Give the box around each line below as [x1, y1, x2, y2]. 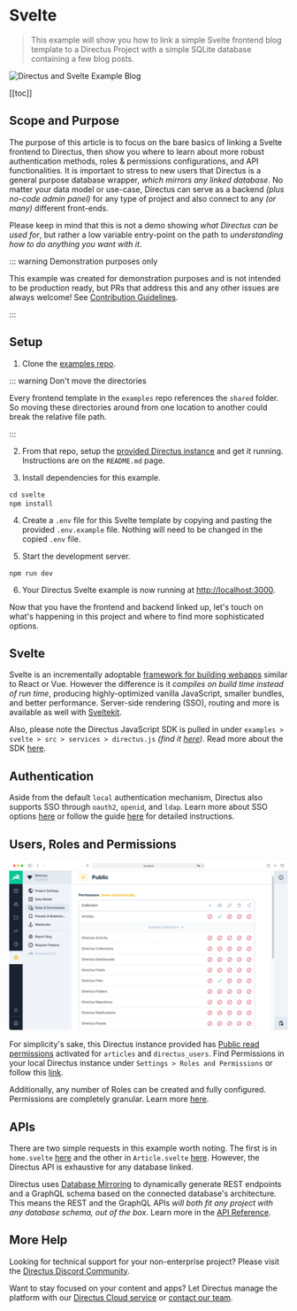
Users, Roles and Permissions [9, 837, 177, 852]
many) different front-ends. [9, 203, 109, 213]
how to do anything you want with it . [9, 238, 142, 249]
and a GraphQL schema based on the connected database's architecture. [9, 1188, 277, 1199]
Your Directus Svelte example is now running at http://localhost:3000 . [21, 584, 276, 595]
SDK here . [9, 743, 47, 753]
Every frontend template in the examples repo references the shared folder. [9, 392, 279, 403]
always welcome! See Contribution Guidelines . [9, 291, 179, 302]
